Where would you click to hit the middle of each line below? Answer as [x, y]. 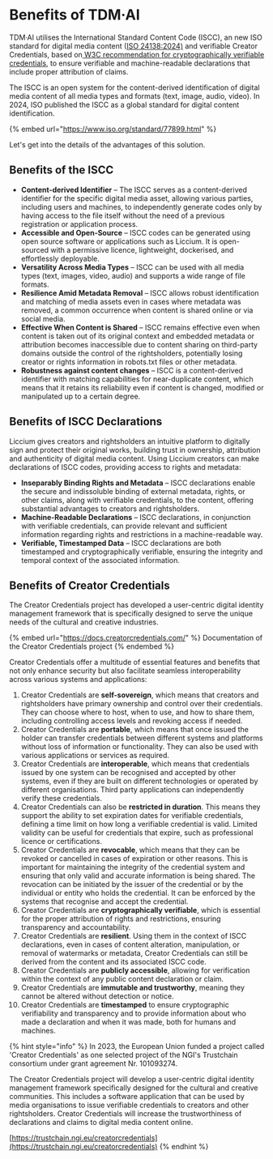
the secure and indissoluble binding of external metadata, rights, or [133, 491]
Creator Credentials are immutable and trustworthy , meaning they [133, 988]
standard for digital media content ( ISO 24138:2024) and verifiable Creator [134, 45]
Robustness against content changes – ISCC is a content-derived [132, 370]
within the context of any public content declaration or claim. [122, 979]
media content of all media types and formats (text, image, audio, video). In [134, 96]
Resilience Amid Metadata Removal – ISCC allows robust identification [140, 292]
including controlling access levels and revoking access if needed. [132, 721]
